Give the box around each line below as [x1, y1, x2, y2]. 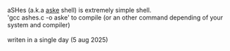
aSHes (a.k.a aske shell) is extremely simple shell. [7, 6, 152, 14]
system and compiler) [7, 21, 70, 29]
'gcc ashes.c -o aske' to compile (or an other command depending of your [7, 13, 224, 22]
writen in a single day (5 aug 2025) [7, 36, 108, 44]
